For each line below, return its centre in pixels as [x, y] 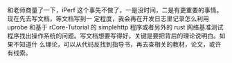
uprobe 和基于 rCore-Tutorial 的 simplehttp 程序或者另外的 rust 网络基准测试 [115, 27]
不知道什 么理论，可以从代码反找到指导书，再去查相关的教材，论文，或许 [117, 44]
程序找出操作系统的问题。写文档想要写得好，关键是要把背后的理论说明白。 [113, 36]
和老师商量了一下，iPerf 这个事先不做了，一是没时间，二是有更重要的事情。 [115, 10]
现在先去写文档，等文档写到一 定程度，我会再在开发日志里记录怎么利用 [108, 18]
